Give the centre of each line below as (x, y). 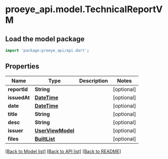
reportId (18, 89)
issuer (16, 131)
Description (94, 81)
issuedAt (19, 98)
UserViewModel (54, 131)
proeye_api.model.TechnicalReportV (84, 9)
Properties (22, 66)
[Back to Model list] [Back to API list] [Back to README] (63, 151)
